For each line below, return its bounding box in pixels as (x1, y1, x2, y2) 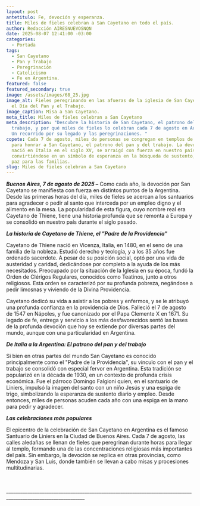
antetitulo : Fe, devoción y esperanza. (6, 14, 105, 20)
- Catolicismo (11, 70, 46, 76)
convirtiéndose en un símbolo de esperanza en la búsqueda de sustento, (11, 153, 196, 159)
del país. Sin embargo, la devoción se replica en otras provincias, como (6, 452, 182, 459)
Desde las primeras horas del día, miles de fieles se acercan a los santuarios (6, 193, 194, 200)
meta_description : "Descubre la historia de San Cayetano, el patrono (6, 120, 185, 126)
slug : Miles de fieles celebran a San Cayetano (6, 164, 127, 170)
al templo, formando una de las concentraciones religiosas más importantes (6, 445, 192, 452)
